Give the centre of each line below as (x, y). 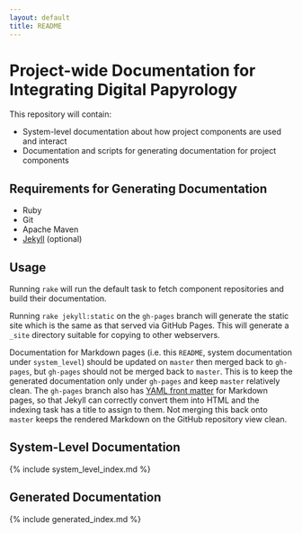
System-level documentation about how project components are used (151, 132)
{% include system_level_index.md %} (80, 469)
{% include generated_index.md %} (75, 519)
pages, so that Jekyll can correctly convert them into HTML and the (134, 400)
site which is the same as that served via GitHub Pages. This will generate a (149, 325)
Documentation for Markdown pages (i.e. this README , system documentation (151, 352)
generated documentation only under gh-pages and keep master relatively (145, 381)
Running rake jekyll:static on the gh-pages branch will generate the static (149, 316)
